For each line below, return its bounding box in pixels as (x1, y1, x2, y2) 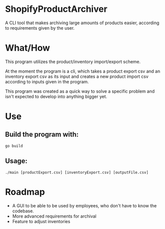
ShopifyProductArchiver (5, 3, 107, 15)
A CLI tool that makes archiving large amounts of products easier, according (5, 20, 160, 26)
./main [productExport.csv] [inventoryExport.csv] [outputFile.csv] (5, 170, 149, 175)
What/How (5, 42, 50, 54)
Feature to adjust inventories (12, 218, 70, 224)
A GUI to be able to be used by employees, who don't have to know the (12, 202, 157, 208)
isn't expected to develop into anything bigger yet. (5, 93, 107, 99)
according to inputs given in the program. (5, 78, 89, 84)
